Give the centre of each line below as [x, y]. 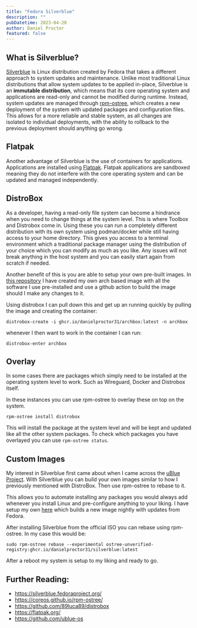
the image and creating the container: [52, 311]
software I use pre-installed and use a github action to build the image [91, 287]
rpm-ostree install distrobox [43, 417]
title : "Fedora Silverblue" [41, 12]
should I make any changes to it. [45, 293]
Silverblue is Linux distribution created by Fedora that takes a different [91, 71]
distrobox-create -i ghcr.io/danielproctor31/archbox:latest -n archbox [97, 322]
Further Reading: [38, 579]
